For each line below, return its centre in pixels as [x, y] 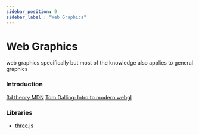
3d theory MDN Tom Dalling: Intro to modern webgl [69, 97]
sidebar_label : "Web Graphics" [46, 17]
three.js [24, 126]
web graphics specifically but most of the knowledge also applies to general [100, 63]
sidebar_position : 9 [32, 12]
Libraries [19, 112]
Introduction [24, 85]
